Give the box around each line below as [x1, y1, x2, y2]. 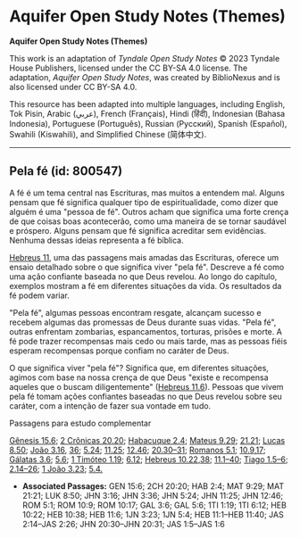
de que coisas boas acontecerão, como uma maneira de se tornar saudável [9, 216, 287, 227]
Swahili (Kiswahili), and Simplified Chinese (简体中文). [9, 128, 207, 139]
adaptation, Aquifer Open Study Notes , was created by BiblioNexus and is [9, 71, 281, 82]
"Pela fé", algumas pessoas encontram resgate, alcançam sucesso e [9, 307, 262, 318]
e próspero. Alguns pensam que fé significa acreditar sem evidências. [9, 225, 267, 236]
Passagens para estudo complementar [9, 418, 152, 428]
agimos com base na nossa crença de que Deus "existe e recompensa [9, 372, 270, 383]
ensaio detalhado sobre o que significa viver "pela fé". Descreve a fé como [9, 261, 285, 272]
